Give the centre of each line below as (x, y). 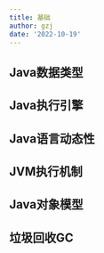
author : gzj (31, 26)
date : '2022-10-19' (45, 34)
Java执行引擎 (46, 106)
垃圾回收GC (41, 237)
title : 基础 (30, 17)
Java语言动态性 (52, 139)
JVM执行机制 (46, 171)
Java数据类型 (46, 72)
